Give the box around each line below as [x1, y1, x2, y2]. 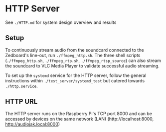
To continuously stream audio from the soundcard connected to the [5, 47, 144, 53]
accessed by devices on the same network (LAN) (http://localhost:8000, [5, 116, 154, 122]
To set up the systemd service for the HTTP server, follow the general [5, 72, 147, 78]
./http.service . [5, 83, 38, 89]
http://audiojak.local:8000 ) [5, 121, 60, 127]
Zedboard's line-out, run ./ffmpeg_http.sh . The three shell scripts [5, 52, 141, 58]
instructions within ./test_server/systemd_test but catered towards [5, 77, 145, 83]
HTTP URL [5, 97, 38, 106]
